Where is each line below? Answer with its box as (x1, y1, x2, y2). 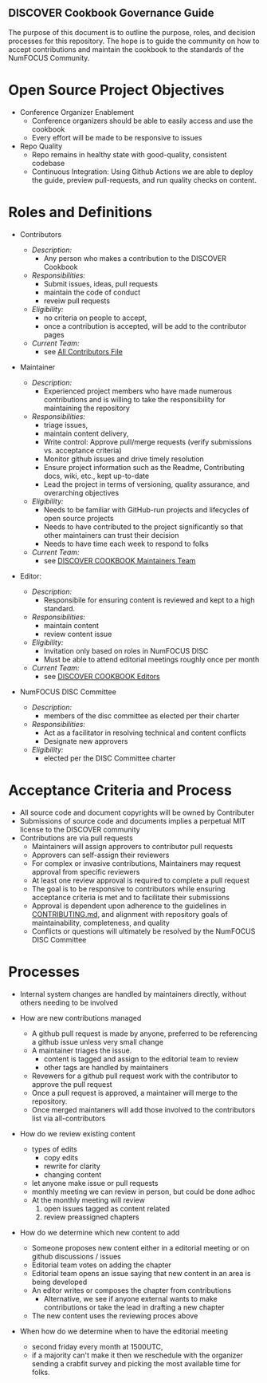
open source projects (43, 513, 114, 523)
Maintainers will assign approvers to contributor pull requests (31, 841, 234, 851)
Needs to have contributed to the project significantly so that (43, 522, 244, 531)
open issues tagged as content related (43, 1203, 170, 1213)
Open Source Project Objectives (8, 81, 225, 99)
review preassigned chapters (43, 1212, 139, 1222)
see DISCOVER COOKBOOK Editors (43, 671, 161, 681)
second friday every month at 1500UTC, (31, 1342, 163, 1351)
